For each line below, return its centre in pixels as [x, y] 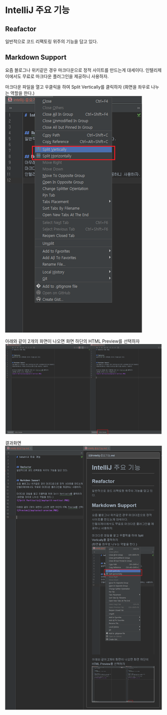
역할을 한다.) [22, 93]
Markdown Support [36, 58]
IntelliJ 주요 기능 [38, 10]
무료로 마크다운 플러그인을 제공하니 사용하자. [65, 76]
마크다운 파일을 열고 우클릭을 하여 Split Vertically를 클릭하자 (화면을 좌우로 [78, 87]
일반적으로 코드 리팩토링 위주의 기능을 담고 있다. [52, 41]
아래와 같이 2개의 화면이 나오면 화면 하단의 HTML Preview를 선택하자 [73, 341]
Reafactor [21, 29]
